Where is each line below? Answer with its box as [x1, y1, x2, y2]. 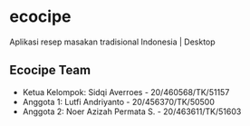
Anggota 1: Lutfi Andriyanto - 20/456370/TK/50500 [22, 96, 216, 107]
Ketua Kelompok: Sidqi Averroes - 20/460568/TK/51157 [22, 86, 230, 97]
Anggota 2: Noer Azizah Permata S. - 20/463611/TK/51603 [22, 106, 242, 117]
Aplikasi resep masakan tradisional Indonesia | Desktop [9, 36, 216, 47]
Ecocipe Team [9, 63, 91, 78]
